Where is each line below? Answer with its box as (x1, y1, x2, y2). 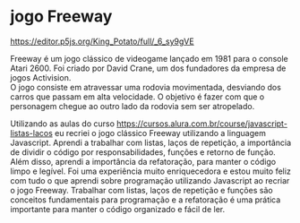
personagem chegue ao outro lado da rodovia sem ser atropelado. (10, 100, 255, 111)
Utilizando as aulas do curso (10, 118, 116, 129)
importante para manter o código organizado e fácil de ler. (10, 203, 226, 214)
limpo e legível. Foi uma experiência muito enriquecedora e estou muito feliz (10, 166, 292, 176)
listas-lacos (10, 127, 53, 138)
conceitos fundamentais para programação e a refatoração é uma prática (10, 194, 281, 205)
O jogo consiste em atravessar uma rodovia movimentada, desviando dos (10, 81, 281, 92)
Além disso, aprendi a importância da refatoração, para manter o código (10, 156, 277, 167)
